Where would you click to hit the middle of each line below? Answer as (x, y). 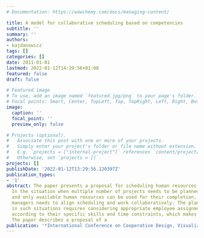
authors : (17, 40)
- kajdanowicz (24, 46)
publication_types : (31, 175)
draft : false (23, 80)
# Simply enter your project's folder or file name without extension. (102, 146)
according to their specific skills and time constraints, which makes (104, 214)
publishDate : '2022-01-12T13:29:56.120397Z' (63, 169)
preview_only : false (38, 124)
